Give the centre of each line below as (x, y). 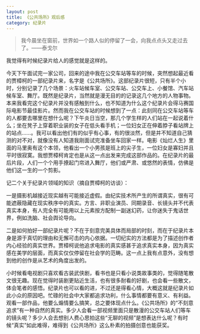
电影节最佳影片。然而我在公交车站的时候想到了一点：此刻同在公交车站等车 (102, 110)
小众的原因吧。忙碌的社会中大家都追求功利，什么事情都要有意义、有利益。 (102, 295)
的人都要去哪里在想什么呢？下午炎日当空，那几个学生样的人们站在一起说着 (97, 118)
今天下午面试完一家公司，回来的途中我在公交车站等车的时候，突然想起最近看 (100, 73)
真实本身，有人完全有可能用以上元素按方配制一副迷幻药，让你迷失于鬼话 (95, 211)
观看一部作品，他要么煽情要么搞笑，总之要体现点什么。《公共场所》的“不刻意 (100, 303)
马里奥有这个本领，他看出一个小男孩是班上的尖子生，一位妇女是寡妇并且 (105, 148)
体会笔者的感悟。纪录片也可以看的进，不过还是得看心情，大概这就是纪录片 (97, 288)
